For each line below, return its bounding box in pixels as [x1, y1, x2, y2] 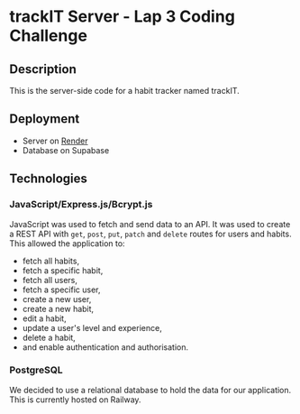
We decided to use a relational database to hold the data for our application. [9, 384, 292, 395]
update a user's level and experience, [22, 322, 162, 333]
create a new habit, [22, 303, 95, 314]
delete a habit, [22, 332, 77, 343]
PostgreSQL [9, 363, 63, 376]
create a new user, [22, 293, 92, 304]
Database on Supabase [22, 144, 110, 155]
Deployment [9, 111, 80, 127]
